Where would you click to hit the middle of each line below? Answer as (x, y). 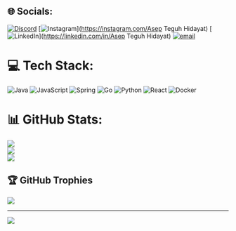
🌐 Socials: (30, 12)
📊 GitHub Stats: (55, 119)
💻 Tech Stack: (51, 65)
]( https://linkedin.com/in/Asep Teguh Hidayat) (105, 36)
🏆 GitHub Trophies (50, 181)
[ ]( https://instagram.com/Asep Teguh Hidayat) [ (125, 28)
